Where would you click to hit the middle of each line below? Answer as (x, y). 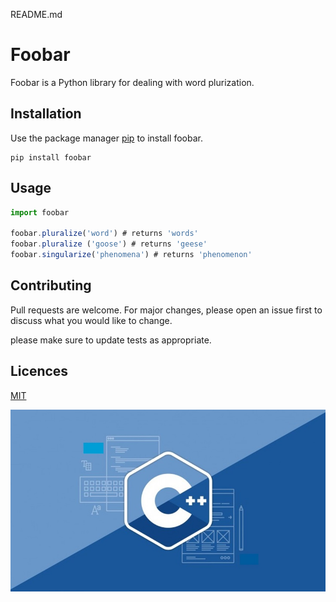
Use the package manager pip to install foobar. (106, 138)
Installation (46, 114)
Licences (39, 371)
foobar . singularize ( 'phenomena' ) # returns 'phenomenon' (131, 255)
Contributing (51, 285)
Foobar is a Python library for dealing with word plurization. (132, 82)
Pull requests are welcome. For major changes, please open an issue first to (166, 310)
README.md (36, 14)
